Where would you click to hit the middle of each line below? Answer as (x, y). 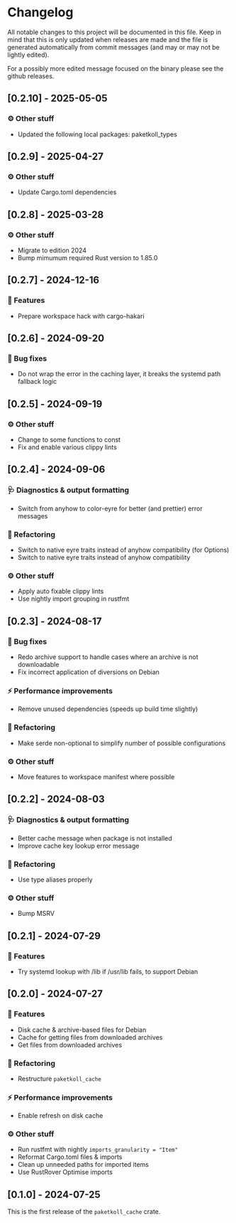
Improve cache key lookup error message (78, 845)
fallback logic (37, 382)
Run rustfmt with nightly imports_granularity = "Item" (98, 1150)
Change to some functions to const (69, 440)
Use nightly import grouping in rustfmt (73, 599)
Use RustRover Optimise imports (65, 1172)
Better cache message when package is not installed (95, 838)
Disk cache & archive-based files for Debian (82, 1030)
